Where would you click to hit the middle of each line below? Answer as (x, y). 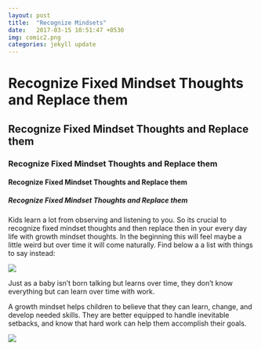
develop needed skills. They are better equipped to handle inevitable (119, 315)
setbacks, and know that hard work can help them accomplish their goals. (127, 323)
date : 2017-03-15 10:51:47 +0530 (66, 30)
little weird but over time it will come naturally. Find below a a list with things (130, 245)
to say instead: (32, 253)
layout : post (29, 15)
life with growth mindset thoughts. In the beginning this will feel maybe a (125, 237)
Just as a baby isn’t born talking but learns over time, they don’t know (121, 283)
